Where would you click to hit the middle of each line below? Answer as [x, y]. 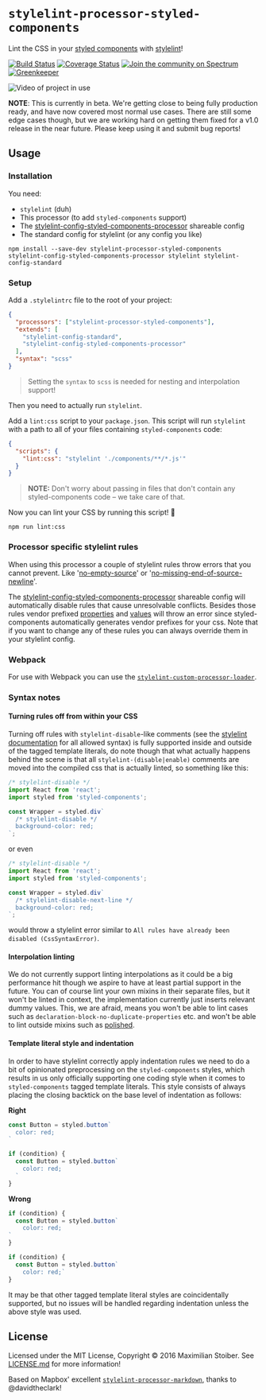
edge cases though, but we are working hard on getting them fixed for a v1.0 [133, 120]
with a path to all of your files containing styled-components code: [115, 429]
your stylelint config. [42, 639]
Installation [31, 176]
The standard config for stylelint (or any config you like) [111, 234]
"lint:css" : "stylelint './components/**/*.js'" [104, 459]
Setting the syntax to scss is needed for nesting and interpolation [134, 381]
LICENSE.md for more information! [65, 1364]
